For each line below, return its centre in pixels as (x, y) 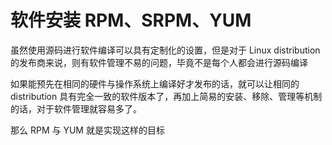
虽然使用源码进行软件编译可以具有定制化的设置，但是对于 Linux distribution (165, 50)
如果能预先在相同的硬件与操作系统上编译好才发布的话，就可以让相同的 (155, 83)
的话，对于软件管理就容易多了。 (76, 108)
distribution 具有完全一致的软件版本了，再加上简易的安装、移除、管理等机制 (166, 96)
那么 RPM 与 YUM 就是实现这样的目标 (87, 130)
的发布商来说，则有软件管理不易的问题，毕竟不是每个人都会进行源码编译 (159, 62)
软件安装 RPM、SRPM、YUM (131, 20)
